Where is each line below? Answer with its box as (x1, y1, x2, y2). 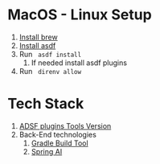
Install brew (18, 32, 58, 42)
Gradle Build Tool (31, 138, 89, 148)
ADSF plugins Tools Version (18, 121, 112, 130)
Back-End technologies (18, 129, 97, 139)
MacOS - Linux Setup (7, 6, 152, 24)
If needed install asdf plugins (31, 58, 128, 68)
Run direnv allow (18, 66, 82, 76)
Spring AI (31, 146, 63, 156)
